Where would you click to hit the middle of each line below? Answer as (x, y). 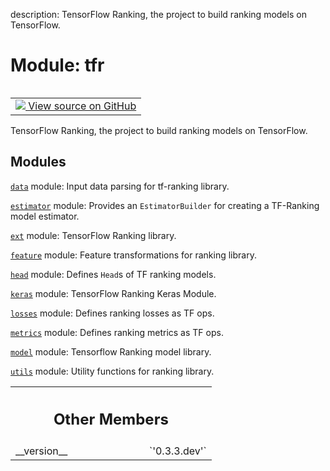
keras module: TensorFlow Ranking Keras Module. (113, 293)
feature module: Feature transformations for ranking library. (133, 255)
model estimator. (45, 216)
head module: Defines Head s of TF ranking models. (113, 274)
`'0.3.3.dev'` (178, 451)
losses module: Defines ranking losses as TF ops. (112, 313)
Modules (38, 162)
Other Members (111, 419)
